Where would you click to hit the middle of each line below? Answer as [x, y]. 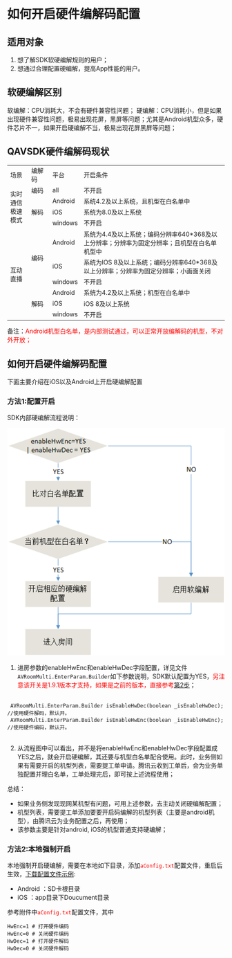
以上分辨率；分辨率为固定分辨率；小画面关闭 [147, 271]
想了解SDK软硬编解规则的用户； [63, 60]
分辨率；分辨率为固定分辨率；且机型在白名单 [153, 242]
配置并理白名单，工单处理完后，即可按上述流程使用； [99, 774]
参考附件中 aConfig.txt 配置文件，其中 [60, 912]
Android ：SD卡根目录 [49, 889]
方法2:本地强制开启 [39, 849]
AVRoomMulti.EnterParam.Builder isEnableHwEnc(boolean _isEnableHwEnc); [117, 720]
